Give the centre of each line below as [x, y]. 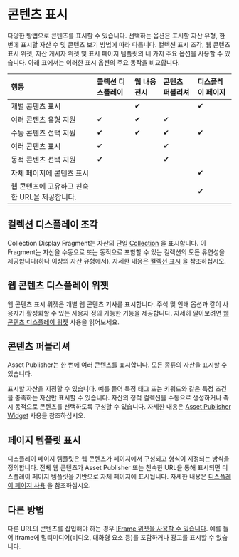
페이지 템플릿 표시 [44, 440]
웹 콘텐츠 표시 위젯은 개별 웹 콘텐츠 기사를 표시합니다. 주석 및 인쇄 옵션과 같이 [115, 304]
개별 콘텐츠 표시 [36, 106]
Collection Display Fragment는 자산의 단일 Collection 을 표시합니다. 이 [107, 243]
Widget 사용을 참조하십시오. [46, 416]
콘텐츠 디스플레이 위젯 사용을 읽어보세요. [63, 322]
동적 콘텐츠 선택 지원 [43, 160]
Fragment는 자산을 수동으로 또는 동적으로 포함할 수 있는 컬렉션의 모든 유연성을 [116, 252]
